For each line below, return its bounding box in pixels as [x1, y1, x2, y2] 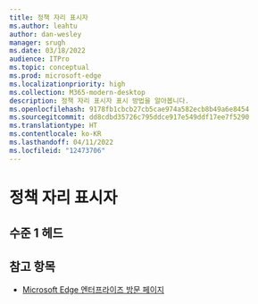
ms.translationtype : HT [9, 122, 98, 131]
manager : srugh [9, 38, 66, 47]
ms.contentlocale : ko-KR [9, 130, 102, 139]
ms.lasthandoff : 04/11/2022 [9, 138, 114, 147]
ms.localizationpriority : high [9, 80, 126, 89]
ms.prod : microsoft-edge [9, 72, 102, 80]
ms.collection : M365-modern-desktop [9, 88, 146, 97]
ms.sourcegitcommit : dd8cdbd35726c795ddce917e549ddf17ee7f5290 [9, 113, 250, 122]
